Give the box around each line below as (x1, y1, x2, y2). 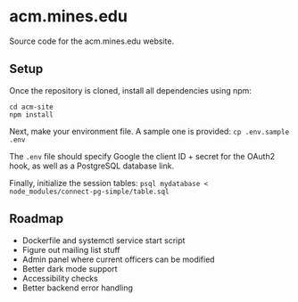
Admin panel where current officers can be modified (21, 254, 216, 265)
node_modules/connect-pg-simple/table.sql (9, 187, 170, 196)
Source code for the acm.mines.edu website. (9, 36, 175, 46)
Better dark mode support (21, 263, 118, 273)
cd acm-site (9, 102, 54, 111)
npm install (9, 110, 54, 119)
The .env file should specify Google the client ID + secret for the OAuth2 (9, 151, 275, 161)
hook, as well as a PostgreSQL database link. (9, 160, 175, 171)
